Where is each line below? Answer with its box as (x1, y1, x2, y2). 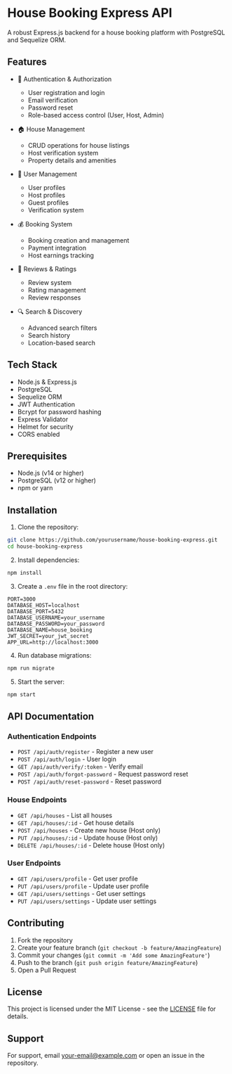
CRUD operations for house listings (27, 141, 130, 149)
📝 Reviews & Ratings (17, 264, 77, 273)
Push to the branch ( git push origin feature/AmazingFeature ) (17, 958, 198, 966)
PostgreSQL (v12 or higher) (17, 476, 97, 485)
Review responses (27, 293, 81, 302)
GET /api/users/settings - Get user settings (17, 889, 146, 897)
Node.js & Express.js (17, 378, 77, 386)
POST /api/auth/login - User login (17, 755, 117, 764)
